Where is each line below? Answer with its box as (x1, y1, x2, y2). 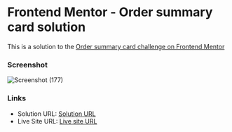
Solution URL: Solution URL (17, 110, 96, 118)
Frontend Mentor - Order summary (7, 4, 213, 20)
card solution (7, 19, 86, 35)
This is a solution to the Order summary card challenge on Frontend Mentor (7, 42, 225, 51)
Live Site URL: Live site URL (17, 117, 97, 125)
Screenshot (7, 60, 48, 70)
